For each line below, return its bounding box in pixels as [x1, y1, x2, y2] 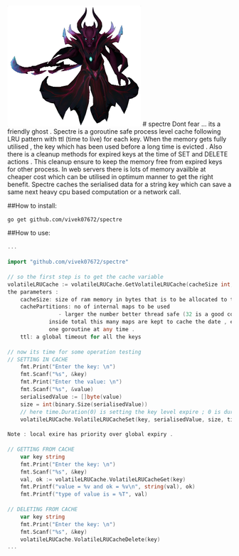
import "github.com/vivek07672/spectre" [7, 258, 129, 266]
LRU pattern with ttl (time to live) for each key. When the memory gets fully [7, 134, 227, 143]
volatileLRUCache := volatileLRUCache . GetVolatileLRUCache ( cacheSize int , [7, 281, 234, 288]
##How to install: [7, 201, 57, 210]
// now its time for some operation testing [7, 348, 142, 355]
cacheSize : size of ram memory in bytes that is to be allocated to [20, 296, 228, 303]
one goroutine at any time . [48, 326, 135, 333]
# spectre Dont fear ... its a [142, 119, 221, 128]
